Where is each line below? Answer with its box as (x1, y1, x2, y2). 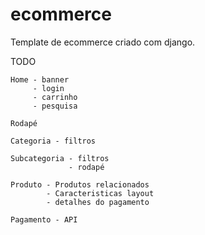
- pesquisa (32, 101, 78, 111)
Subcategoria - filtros (10, 153, 110, 163)
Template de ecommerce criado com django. (10, 36, 196, 48)
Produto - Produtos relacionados (10, 179, 150, 190)
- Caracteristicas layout (46, 188, 155, 198)
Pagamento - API (10, 214, 78, 225)
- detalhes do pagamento (46, 197, 150, 207)
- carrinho (32, 92, 78, 102)
